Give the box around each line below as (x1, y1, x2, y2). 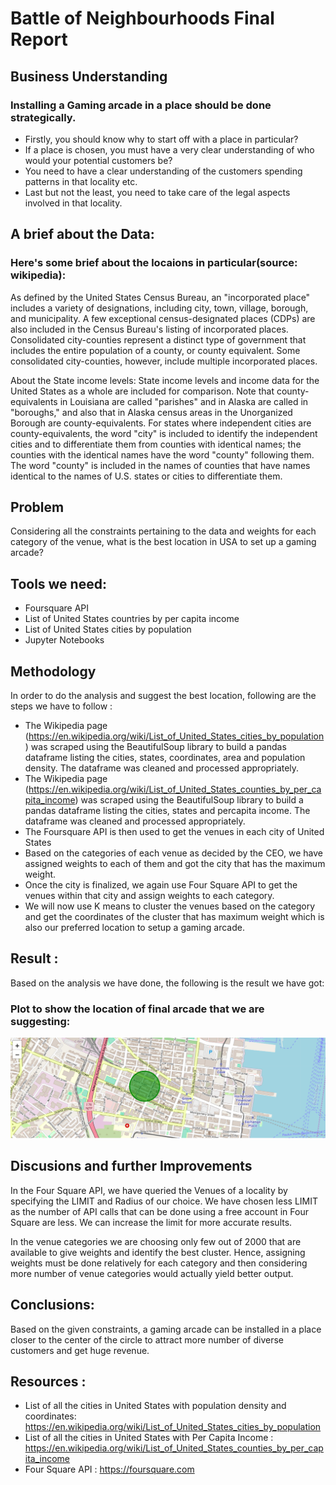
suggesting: (10, 1014, 71, 1028)
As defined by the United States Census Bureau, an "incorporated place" (10, 291, 311, 303)
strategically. (10, 110, 77, 124)
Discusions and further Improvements (10, 1158, 253, 1175)
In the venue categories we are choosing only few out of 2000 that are (10, 1235, 302, 1247)
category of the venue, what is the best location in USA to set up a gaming (10, 536, 317, 548)
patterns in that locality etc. (24, 175, 138, 187)
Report (10, 28, 68, 51)
